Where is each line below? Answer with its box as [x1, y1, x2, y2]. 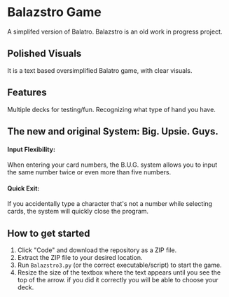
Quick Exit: [7, 184, 40, 193]
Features [7, 87, 47, 99]
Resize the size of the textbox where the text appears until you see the [17, 268, 221, 277]
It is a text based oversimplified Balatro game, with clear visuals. [7, 66, 193, 74]
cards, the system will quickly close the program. [7, 207, 149, 216]
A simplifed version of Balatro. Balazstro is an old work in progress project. [7, 27, 223, 36]
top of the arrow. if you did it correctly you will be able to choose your [17, 276, 218, 284]
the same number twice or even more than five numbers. [7, 168, 172, 177]
